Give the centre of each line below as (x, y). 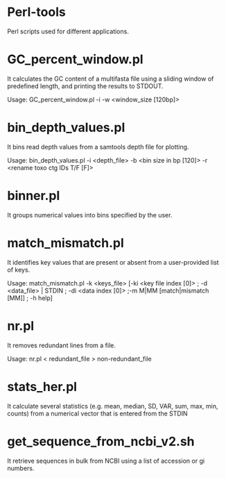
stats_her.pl (42, 387)
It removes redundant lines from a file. (62, 345)
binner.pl (34, 196)
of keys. (19, 270)
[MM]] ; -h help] (30, 298)
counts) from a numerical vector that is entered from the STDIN (98, 413)
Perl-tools (36, 12)
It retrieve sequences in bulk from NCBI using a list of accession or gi (106, 461)
